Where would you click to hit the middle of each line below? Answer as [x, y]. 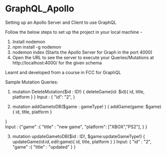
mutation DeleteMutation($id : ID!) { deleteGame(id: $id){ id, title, [78, 91]
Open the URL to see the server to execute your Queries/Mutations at [83, 57]
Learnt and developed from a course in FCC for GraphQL [63, 72]
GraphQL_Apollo [40, 9]
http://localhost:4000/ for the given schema [57, 63]
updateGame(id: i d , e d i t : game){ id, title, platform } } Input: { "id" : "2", [82, 142]
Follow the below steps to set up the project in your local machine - [74, 32]
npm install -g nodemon [37, 47]
